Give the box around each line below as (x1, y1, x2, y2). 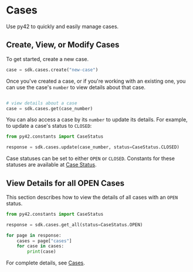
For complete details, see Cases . (6, 259, 85, 267)
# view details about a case (6, 100, 77, 106)
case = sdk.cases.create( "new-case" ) (6, 67, 99, 73)
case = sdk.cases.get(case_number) (6, 106, 93, 111)
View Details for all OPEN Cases (6, 178, 125, 188)
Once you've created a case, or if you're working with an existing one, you (6, 77, 186, 84)
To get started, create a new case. (6, 55, 89, 62)
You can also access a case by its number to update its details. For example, (6, 116, 188, 123)
